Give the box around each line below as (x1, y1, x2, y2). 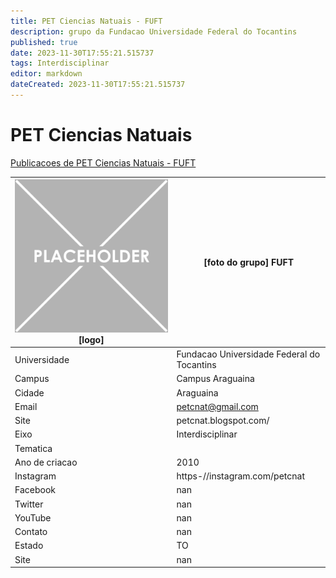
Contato (14, 526, 48, 538)
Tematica (14, 442, 53, 454)
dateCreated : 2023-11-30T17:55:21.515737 (10, 80, 186, 90)
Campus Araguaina (176, 373, 255, 385)
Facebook (14, 484, 56, 496)
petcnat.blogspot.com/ (176, 415, 270, 427)
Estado (14, 540, 44, 552)
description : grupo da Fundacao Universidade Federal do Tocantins (10, 26, 298, 37)
